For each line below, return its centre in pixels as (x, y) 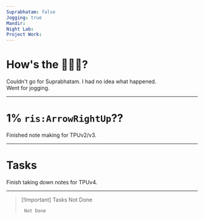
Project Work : (24, 35)
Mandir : (16, 23)
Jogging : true (24, 18)
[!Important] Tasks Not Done (57, 200)
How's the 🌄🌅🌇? (47, 65)
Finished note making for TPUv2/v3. (52, 135)
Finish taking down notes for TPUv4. (52, 182)
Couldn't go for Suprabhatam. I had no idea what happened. (81, 82)
